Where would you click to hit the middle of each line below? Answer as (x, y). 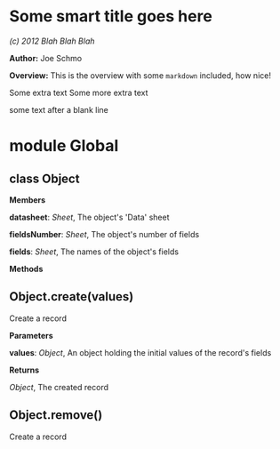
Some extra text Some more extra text (79, 92)
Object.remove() (56, 415)
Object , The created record (59, 387)
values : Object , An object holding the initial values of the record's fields (140, 352)
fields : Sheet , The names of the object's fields (94, 252)
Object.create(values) (72, 297)
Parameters (31, 335)
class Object (44, 178)
